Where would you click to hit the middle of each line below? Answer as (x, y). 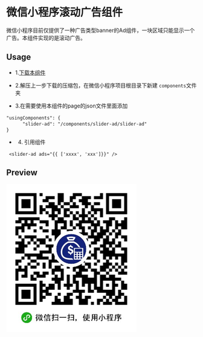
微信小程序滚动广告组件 (65, 12)
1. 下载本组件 (30, 72)
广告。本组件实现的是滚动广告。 (46, 37)
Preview (22, 173)
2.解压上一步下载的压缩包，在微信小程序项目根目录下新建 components (100, 85)
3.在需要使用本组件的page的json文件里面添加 (71, 106)
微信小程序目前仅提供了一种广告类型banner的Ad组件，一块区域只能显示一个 (101, 30)
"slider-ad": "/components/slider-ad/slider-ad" (85, 124)
